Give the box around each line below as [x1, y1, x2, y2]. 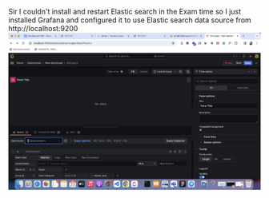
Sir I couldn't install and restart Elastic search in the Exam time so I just [8, 7, 242, 16]
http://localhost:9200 [8, 24, 78, 33]
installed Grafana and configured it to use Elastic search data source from [8, 15, 252, 25]
